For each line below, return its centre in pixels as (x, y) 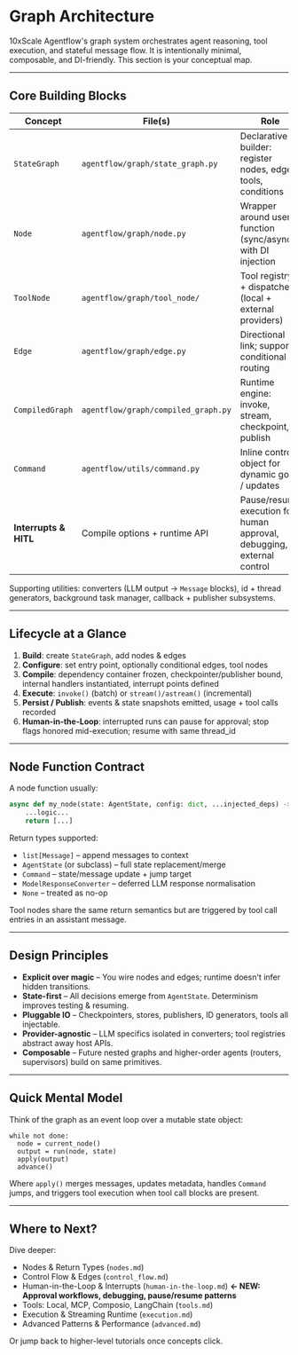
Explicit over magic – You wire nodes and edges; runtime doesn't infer (151, 977)
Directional (263, 335)
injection (258, 261)
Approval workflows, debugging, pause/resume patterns (129, 1296)
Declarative (264, 136)
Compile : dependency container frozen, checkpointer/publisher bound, (153, 674)
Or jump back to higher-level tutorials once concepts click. (116, 1341)
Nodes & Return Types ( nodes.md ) (83, 1267)
